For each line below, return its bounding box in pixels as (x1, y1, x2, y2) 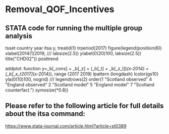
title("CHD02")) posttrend (5, 56, 59, 62)
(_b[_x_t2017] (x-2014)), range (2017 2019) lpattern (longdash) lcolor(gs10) (5, 71, 159, 77)
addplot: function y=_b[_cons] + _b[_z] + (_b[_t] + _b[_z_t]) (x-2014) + (5, 66, 149, 71)
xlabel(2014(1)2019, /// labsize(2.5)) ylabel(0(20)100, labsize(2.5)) (5, 51, 141, 56)
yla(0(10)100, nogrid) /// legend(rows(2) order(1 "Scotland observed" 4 (5, 76, 152, 82)
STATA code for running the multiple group (5, 24, 143, 32)
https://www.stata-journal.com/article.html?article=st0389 (5, 123, 127, 129)
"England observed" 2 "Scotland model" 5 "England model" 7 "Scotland (5, 82, 155, 87)
